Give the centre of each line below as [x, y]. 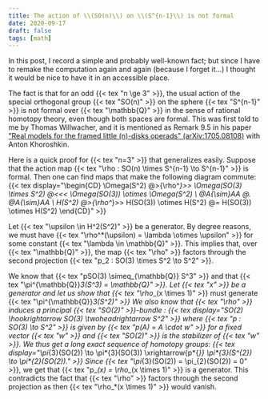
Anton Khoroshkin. [39, 144]
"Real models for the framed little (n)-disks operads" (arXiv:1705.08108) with [134, 136]
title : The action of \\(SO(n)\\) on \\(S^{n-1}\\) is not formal [121, 16]
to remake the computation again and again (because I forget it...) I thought [132, 70]
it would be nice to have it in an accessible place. [89, 78]
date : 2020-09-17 [37, 23]
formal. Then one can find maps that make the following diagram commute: [132, 177]
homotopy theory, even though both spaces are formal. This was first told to [134, 119]
